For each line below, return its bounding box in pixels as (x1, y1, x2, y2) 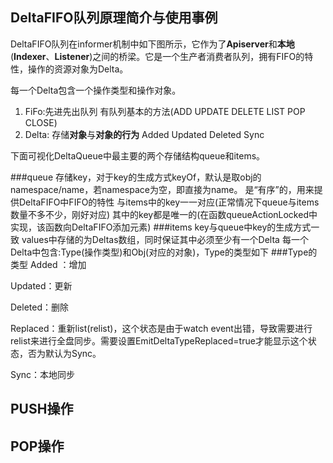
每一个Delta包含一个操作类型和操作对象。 (10, 84, 182, 96)
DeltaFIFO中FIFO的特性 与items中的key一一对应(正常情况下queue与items (18, 196, 320, 208)
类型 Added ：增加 (10, 258, 87, 270)
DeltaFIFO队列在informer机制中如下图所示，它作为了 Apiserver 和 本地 (10, 38, 295, 50)
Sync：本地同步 (10, 368, 76, 380)
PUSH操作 (10, 401, 74, 418)
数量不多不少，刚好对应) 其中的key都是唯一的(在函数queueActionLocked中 (10, 208, 318, 220)
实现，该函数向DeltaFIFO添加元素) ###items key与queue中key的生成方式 (10, 221, 312, 233)
